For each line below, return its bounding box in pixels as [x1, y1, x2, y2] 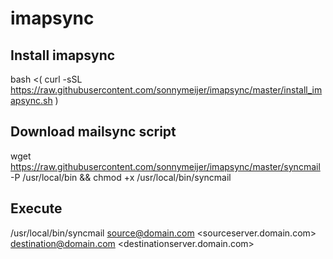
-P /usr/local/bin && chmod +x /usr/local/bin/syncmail [10, 171, 232, 183]
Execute [10, 200, 63, 217]
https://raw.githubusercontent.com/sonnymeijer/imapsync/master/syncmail [10, 160, 321, 172]
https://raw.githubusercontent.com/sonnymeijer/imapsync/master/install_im [10, 84, 323, 96]
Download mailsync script [10, 123, 177, 141]
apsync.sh [10, 95, 53, 106]
